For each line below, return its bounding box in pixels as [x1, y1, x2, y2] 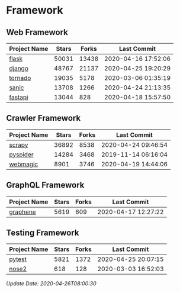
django [9, 65, 28, 72]
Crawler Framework [6, 113, 81, 123]
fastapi [9, 93, 28, 101]
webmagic [9, 160, 38, 168]
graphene [9, 208, 37, 216]
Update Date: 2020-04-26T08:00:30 [6, 280, 97, 287]
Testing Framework [6, 228, 79, 238]
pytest [9, 255, 27, 263]
